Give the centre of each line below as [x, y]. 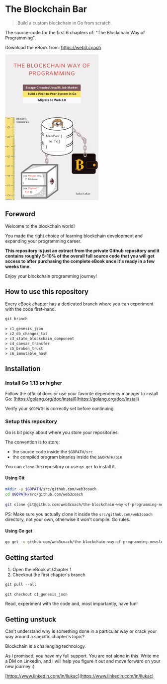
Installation [23, 369]
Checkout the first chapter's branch [49, 575]
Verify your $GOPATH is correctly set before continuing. [60, 409]
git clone [15, 505]
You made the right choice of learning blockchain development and [74, 236]
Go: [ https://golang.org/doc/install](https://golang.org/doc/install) [72, 399]
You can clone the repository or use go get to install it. [61, 466]
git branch [16, 319]
